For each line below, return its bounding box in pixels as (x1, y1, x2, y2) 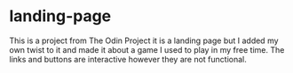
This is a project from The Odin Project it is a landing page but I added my (9, 35, 279, 46)
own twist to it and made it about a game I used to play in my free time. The (9, 44, 285, 55)
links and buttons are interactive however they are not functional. (9, 54, 247, 64)
